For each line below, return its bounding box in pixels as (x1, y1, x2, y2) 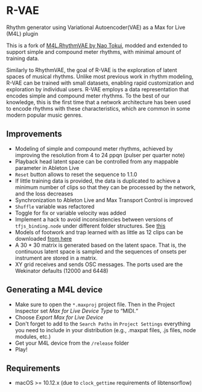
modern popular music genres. (6, 111, 83, 119)
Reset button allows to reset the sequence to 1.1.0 (14, 171, 137, 178)
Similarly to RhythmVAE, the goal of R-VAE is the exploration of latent (6, 66, 177, 73)
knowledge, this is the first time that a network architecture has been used (6, 98, 191, 106)
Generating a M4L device (6, 285, 103, 295)
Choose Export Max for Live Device (14, 313, 104, 321)
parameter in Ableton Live (14, 164, 80, 171)
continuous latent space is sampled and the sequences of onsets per (14, 247, 187, 255)
